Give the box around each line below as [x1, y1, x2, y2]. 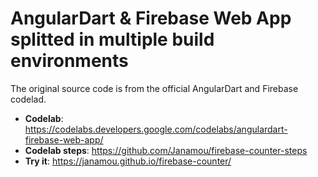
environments [10, 50, 129, 72]
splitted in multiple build [10, 28, 215, 51]
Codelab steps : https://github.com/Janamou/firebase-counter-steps [24, 144, 308, 156]
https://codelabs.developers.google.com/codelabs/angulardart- [24, 123, 288, 135]
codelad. [10, 93, 47, 105]
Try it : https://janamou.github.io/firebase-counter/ [24, 155, 232, 167]
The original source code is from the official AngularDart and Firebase [10, 82, 299, 94]
